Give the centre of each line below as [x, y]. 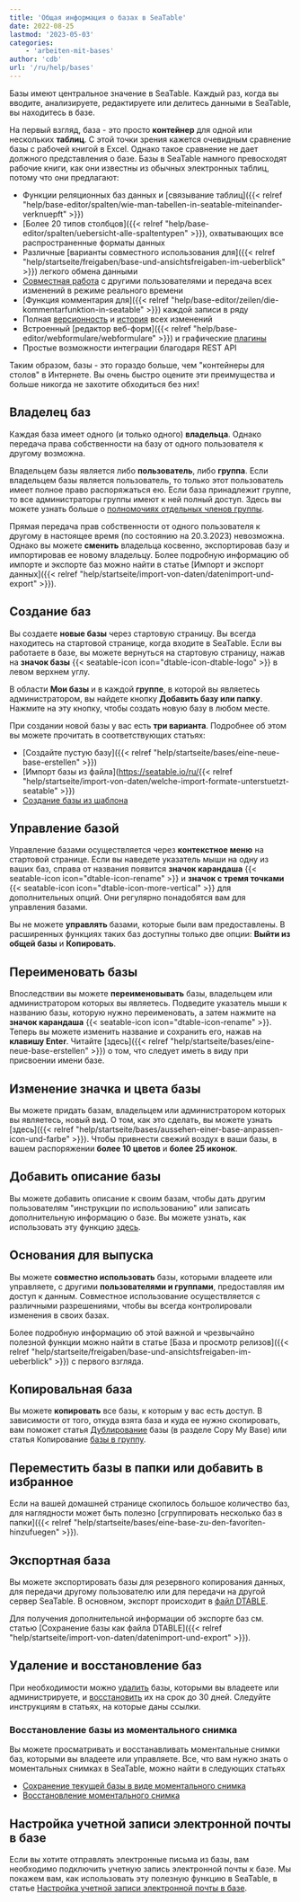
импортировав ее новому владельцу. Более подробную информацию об [149, 554]
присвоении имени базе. [57, 1060]
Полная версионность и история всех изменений [117, 319]
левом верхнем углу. [50, 671]
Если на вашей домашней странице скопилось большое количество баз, [150, 1504]
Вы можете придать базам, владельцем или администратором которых [147, 1110]
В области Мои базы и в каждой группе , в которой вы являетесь [135, 689]
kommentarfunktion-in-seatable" [83, 309]
